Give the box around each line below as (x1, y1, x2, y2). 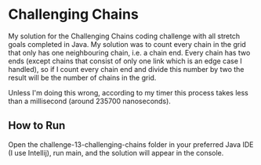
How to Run (8, 119, 66, 132)
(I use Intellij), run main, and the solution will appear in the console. (8, 148, 224, 157)
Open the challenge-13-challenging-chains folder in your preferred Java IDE (8, 139, 254, 149)
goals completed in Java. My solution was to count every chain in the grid (8, 39, 247, 48)
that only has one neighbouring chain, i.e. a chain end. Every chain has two (8, 48, 251, 57)
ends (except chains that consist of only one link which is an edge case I (8, 56, 243, 66)
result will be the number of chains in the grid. (8, 73, 157, 82)
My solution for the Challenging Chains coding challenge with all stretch (8, 31, 241, 41)
